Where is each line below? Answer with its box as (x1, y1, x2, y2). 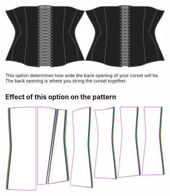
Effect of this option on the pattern (5, 92, 117, 101)
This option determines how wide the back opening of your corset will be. (5, 73, 159, 79)
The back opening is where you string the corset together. (5, 78, 127, 84)
